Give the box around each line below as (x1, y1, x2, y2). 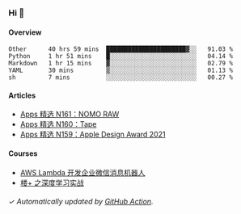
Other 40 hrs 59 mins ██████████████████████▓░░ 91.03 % (8, 45, 233, 53)
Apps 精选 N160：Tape (19, 120, 97, 129)
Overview (8, 27, 42, 37)
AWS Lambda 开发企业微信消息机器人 (19, 167, 146, 177)
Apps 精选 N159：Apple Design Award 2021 (19, 129, 166, 140)
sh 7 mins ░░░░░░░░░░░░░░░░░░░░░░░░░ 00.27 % (8, 73, 233, 82)
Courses (8, 149, 38, 158)
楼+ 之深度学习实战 (19, 178, 84, 187)
